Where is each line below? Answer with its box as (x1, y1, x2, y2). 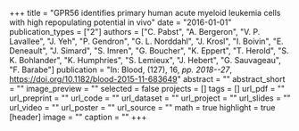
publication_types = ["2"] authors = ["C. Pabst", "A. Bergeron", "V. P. (9, 27, 261, 37)
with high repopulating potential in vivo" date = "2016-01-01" (9, 17, 232, 28)
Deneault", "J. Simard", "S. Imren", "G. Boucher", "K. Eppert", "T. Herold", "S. (9, 45, 289, 56)
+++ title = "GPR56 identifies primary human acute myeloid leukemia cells (9, 8, 281, 18)
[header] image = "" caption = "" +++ (9, 111, 147, 122)
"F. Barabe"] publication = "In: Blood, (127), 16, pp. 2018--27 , (9, 64, 232, 75)
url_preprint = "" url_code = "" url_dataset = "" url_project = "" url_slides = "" (9, 93, 291, 103)
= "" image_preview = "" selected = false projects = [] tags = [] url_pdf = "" (9, 84, 286, 94)
